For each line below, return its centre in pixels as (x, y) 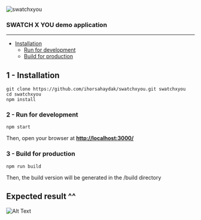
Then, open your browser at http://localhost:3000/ (70, 138)
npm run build (24, 166)
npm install (21, 100)
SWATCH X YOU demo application (57, 25)
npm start (19, 127)
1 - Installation (33, 75)
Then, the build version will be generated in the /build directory (84, 177)
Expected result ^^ (41, 196)
